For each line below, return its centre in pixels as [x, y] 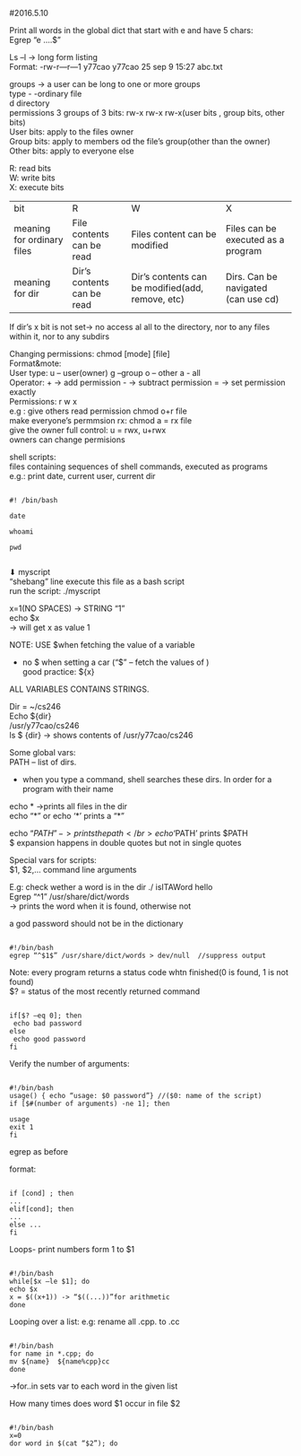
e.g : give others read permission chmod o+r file [99, 411]
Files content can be [174, 234]
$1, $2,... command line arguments [73, 870]
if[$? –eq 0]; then [46, 1016]
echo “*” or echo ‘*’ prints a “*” [67, 816]
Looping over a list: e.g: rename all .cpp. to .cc [95, 1321]
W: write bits [32, 178]
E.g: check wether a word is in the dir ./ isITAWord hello [111, 887]
